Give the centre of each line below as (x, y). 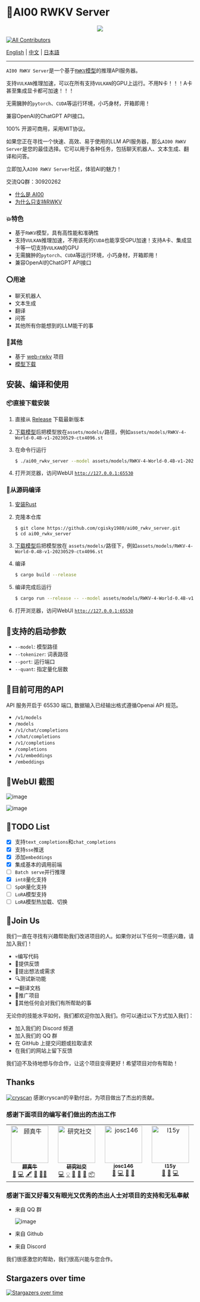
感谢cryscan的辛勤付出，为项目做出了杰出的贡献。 (95, 1097)
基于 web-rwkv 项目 (39, 356)
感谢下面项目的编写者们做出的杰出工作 (61, 1114)
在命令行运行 (30, 449)
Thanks (21, 1082)
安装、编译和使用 (37, 385)
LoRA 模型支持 (31, 894)
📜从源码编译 (24, 490)
